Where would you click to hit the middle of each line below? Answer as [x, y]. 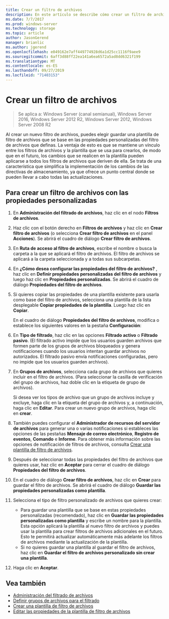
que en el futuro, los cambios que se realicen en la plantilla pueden [75, 156]
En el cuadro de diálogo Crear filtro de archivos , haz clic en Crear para [87, 479]
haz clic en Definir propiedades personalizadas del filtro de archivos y [87, 274]
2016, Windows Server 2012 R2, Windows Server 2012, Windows [85, 119]
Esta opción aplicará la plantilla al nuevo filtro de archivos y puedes [90, 526]
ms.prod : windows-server [32, 24]
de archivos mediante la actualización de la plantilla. [74, 542]
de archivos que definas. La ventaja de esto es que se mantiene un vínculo [83, 145]
